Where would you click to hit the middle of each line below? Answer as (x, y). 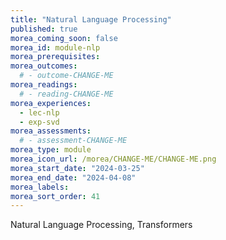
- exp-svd (39, 122)
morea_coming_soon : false (64, 38)
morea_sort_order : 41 (55, 196)
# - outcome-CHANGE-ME (66, 76)
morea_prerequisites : (55, 57)
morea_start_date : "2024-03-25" (77, 168)
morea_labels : (40, 187)
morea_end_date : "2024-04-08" (73, 177)
